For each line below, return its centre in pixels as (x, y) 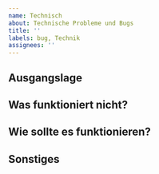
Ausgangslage (45, 78)
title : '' (25, 30)
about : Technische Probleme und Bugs (71, 23)
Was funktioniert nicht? (68, 105)
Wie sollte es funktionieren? (80, 132)
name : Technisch (35, 16)
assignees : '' (32, 45)
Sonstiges (34, 159)
